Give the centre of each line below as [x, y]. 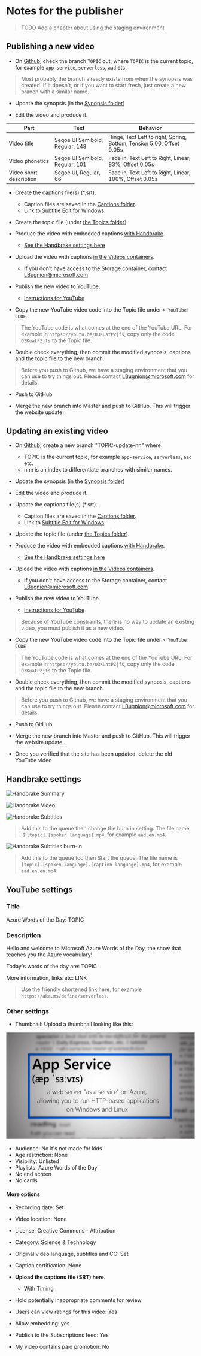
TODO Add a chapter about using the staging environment [92, 28]
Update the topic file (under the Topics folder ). [72, 534]
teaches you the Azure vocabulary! [49, 955]
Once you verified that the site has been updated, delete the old [93, 754]
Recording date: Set [39, 1207]
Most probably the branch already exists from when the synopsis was [107, 78]
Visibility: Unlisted [37, 1161]
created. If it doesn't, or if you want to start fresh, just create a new [103, 85]
